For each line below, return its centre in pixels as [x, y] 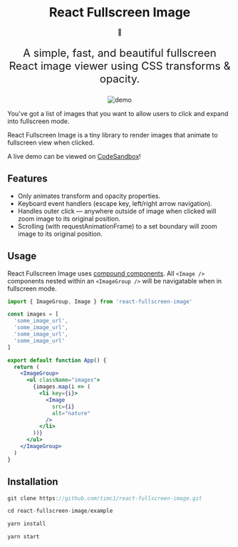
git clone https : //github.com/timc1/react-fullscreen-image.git [105, 498]
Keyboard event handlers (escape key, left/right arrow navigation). [115, 203]
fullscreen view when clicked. [51, 142]
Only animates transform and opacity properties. [89, 196]
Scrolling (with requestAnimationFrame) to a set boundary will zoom [117, 226]
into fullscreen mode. [38, 121]
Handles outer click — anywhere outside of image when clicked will [117, 211]
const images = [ [33, 314]
